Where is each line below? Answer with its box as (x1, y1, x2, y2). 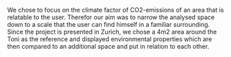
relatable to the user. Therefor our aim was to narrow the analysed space (7, 13, 215, 21)
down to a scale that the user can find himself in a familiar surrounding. (7, 21, 210, 28)
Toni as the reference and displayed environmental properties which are (7, 35, 212, 43)
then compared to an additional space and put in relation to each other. (7, 43, 210, 50)
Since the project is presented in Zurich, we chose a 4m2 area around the (7, 27, 217, 36)
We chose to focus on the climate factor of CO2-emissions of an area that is (7, 6, 224, 14)
